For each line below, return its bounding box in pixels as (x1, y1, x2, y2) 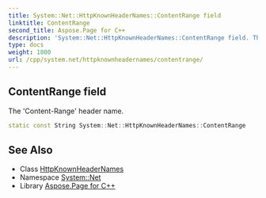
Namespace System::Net (19, 173, 101, 182)
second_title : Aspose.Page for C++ (8, 26, 126, 34)
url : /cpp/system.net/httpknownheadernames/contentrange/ (8, 56, 203, 64)
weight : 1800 (8, 48, 51, 56)
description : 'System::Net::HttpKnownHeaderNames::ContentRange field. (8, 33, 249, 42)
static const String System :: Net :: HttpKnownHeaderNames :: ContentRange (8, 121, 246, 129)
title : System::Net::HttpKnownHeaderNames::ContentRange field (8, 11, 222, 20)
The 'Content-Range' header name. (8, 106, 124, 116)
